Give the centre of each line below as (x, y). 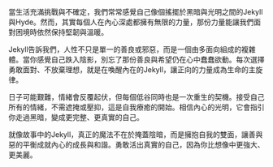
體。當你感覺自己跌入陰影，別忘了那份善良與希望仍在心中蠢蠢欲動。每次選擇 (136, 60)
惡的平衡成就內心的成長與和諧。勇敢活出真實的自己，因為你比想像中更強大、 (136, 145)
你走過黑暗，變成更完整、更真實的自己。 (76, 117)
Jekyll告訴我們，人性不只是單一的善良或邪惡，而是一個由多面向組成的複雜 (132, 49)
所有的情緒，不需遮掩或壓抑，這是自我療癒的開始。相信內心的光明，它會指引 (136, 107)
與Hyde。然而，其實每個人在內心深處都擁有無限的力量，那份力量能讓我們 (131, 22)
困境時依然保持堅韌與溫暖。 (61, 32)
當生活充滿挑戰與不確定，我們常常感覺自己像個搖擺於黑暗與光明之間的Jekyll (136, 12)
